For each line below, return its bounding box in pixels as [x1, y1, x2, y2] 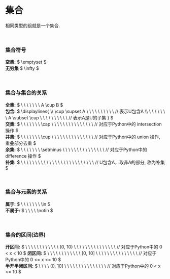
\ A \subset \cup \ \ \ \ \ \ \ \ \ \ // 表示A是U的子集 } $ [5, 114, 114, 120]
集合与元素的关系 [5, 188, 47, 195]
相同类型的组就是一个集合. [5, 22, 60, 29]
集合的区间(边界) [5, 231, 46, 238]
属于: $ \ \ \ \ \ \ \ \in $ [5, 201, 51, 207]
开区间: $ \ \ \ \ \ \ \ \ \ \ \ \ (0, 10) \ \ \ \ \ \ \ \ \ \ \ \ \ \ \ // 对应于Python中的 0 [5, 244, 162, 250]
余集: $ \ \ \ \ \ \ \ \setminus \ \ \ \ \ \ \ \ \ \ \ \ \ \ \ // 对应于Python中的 [5, 146, 147, 153]
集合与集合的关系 [5, 89, 47, 96]
